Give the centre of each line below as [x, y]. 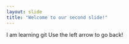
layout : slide [24, 12]
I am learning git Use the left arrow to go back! [65, 34]
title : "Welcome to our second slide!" [57, 17]
